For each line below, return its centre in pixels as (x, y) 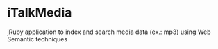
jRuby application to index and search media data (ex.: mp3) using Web (109, 32)
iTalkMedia (40, 13)
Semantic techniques (37, 39)
